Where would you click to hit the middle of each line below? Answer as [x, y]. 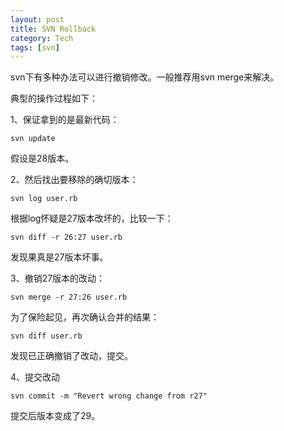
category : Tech [42, 38]
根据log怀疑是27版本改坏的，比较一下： [92, 218]
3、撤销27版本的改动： [58, 278]
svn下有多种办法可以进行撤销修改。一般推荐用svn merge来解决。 [145, 77]
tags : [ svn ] [35, 47]
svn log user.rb [44, 199]
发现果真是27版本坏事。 [59, 257]
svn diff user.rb [46, 336]
